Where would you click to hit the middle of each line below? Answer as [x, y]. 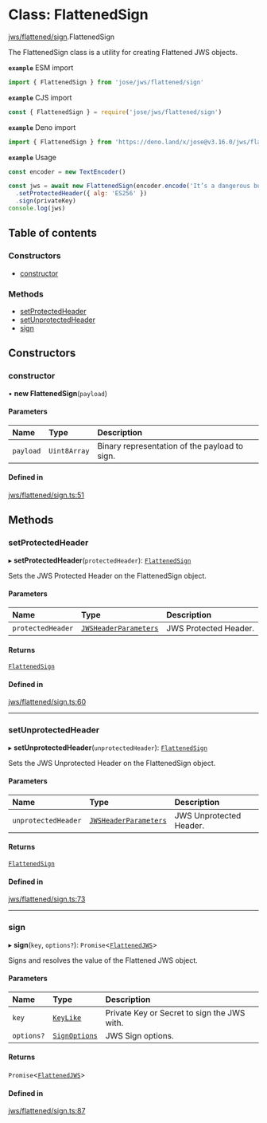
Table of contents [52, 233]
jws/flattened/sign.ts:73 [47, 899]
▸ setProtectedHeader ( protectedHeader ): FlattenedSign [100, 560]
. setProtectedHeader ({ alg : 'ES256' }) [81, 194]
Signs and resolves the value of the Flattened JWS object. [103, 960]
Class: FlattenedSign [78, 15]
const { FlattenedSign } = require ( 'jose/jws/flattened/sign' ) [115, 112]
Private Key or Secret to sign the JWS [175, 1012]
